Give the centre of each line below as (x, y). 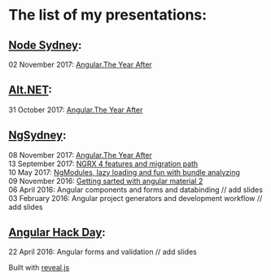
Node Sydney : (45, 45)
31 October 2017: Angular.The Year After (76, 109)
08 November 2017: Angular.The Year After (81, 155)
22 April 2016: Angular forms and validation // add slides (103, 252)
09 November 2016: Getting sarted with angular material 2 (106, 181)
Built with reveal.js (39, 268)
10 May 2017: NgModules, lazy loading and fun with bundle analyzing (124, 172)
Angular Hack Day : (57, 232)
